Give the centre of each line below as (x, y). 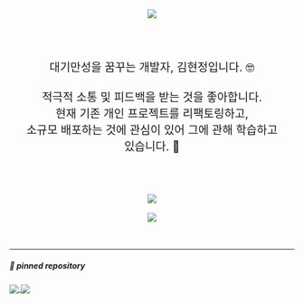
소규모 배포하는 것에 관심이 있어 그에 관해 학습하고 (152, 130)
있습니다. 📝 (152, 147)
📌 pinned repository (47, 265)
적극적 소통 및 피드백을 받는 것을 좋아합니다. (152, 98)
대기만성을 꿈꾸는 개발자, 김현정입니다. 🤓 (152, 68)
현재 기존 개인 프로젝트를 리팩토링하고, (152, 114)
